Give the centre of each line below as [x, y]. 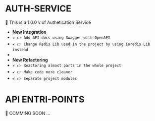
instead [20, 50]
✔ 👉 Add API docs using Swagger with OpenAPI [61, 38]
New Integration [29, 32]
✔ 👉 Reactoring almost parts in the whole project [67, 65]
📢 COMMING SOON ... [28, 113]
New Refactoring [30, 60]
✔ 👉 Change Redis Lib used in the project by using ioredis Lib [81, 44]
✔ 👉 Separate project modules [45, 78]
